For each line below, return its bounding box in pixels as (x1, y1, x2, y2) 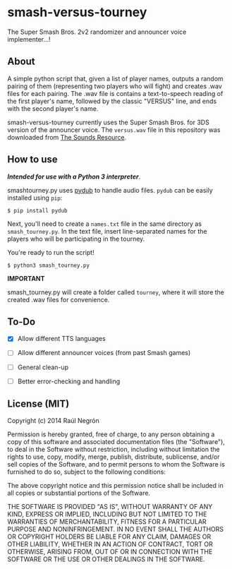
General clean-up (17, 363, 69, 371)
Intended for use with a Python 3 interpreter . (7, 172, 141, 181)
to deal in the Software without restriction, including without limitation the (7, 445, 220, 454)
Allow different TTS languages (17, 335, 106, 343)
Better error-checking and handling (17, 377, 121, 385)
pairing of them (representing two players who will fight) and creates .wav (7, 82, 222, 90)
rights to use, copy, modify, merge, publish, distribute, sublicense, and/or (7, 453, 220, 461)
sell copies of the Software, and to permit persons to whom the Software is (7, 460, 226, 469)
